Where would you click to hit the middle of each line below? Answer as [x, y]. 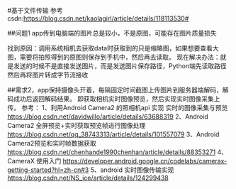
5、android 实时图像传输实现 [132, 170]
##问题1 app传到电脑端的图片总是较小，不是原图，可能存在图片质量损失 [112, 33]
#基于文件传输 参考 [35, 10]
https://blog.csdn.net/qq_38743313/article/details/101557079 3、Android [113, 134]
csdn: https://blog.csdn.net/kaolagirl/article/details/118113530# [98, 18]
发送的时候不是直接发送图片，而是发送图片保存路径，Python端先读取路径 [120, 66]
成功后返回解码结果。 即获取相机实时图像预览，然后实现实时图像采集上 [117, 99]
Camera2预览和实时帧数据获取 [52, 143]
